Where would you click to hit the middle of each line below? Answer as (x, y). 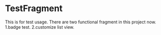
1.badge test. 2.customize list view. (40, 27)
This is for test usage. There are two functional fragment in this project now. (80, 22)
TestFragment (34, 9)
